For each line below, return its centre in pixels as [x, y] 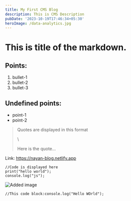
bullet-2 [20, 83]
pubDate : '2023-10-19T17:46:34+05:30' [45, 19]
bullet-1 [20, 77]
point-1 [19, 115]
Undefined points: [33, 103]
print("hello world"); [28, 172]
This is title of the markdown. [66, 48]
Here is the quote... [37, 149]
